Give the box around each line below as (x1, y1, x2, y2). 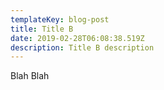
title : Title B (10, 24, 74, 34)
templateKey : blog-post (10, 14, 110, 25)
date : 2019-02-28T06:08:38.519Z (10, 33, 145, 43)
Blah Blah (10, 70, 50, 82)
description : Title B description (10, 42, 155, 53)
